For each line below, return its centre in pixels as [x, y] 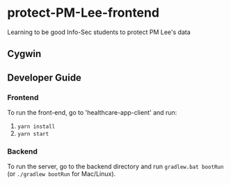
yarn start [33, 134]
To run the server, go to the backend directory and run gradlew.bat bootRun [115, 167]
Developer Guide [45, 78]
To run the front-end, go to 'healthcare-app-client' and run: [92, 113]
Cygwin [24, 54]
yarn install [36, 127]
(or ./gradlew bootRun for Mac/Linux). [62, 174]
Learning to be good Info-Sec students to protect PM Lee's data [99, 32]
